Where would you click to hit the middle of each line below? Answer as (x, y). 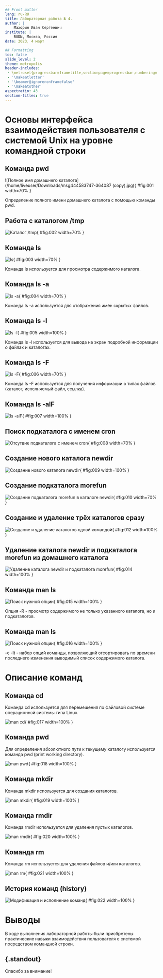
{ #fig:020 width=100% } (55, 837)
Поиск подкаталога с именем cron (60, 431)
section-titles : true (27, 96)
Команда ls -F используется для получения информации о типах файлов (81, 384)
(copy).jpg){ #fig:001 (133, 185)
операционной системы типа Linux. (42, 712)
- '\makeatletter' (26, 78)
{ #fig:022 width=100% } (110, 900)
